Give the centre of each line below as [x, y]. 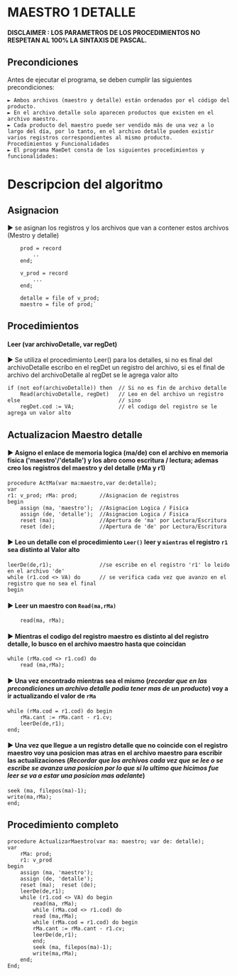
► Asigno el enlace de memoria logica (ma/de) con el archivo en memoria [118, 453]
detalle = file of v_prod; [60, 298]
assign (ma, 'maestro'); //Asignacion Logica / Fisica [105, 508]
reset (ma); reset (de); [59, 885]
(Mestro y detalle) [33, 235]
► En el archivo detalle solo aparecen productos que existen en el [111, 112]
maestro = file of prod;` [59, 304]
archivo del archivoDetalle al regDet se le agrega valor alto [93, 375]
